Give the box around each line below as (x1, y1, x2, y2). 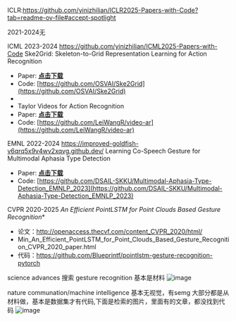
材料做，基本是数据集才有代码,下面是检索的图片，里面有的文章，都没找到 (7, 297, 220, 306)
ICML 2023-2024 (7, 42, 58, 50)
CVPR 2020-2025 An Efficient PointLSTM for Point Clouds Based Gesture (7, 206, 221, 213)
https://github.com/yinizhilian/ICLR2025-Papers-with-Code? (22, 6, 199, 14)
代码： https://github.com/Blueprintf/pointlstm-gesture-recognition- (17, 251, 213, 259)
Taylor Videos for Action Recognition (17, 102, 125, 110)
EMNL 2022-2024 (7, 139, 60, 147)
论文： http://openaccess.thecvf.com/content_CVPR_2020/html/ (17, 227, 203, 235)
